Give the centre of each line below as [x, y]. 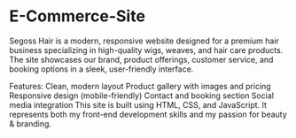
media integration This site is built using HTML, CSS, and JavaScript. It [138, 104]
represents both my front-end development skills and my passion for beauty [148, 114]
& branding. [30, 123]
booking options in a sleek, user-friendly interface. [101, 69]
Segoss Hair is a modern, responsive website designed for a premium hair [144, 41]
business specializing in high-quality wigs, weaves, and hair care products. [146, 50]
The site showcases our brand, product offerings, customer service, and [141, 59]
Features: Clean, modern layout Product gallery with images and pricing [140, 86]
